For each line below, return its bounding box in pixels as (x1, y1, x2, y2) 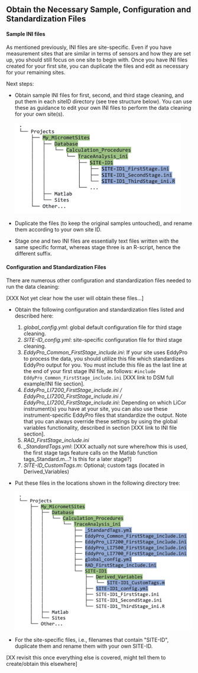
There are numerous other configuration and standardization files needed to (6, 277, 191, 284)
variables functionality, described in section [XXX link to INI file (23, 424, 177, 431)
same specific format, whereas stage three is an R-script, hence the (14, 244, 181, 251)
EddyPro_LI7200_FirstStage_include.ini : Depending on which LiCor (23, 398, 187, 406)
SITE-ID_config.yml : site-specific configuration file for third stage (23, 336, 182, 343)
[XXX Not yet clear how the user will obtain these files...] (6, 295, 144, 302)
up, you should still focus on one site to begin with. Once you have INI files (6, 56, 188, 63)
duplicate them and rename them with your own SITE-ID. (14, 642, 153, 649)
